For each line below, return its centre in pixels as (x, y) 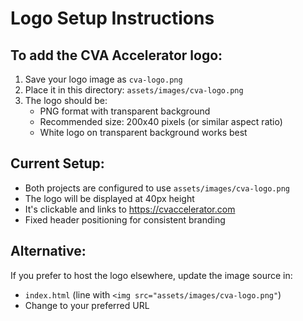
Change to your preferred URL (87, 305)
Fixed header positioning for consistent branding (125, 219)
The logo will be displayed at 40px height (109, 198)
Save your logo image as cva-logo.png (103, 79)
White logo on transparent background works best (143, 132)
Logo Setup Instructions (112, 18)
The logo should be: (66, 100)
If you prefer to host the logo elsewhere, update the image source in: (151, 275)
